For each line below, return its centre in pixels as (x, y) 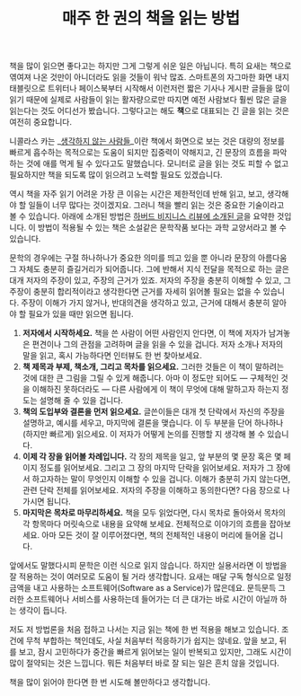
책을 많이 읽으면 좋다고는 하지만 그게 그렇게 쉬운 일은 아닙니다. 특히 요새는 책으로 (150, 66)
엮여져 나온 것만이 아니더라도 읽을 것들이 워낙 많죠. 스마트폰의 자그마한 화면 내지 (150, 77)
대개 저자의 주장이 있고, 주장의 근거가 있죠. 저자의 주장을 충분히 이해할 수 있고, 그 (150, 280)
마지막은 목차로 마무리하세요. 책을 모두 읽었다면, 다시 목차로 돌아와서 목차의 (154, 513)
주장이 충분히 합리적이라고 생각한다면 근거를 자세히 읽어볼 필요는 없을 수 (135, 292)
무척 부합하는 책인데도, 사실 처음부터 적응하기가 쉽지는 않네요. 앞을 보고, (151, 641)
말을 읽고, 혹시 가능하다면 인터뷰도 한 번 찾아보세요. (112, 356)
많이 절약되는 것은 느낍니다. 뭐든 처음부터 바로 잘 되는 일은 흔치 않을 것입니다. (145, 663)
